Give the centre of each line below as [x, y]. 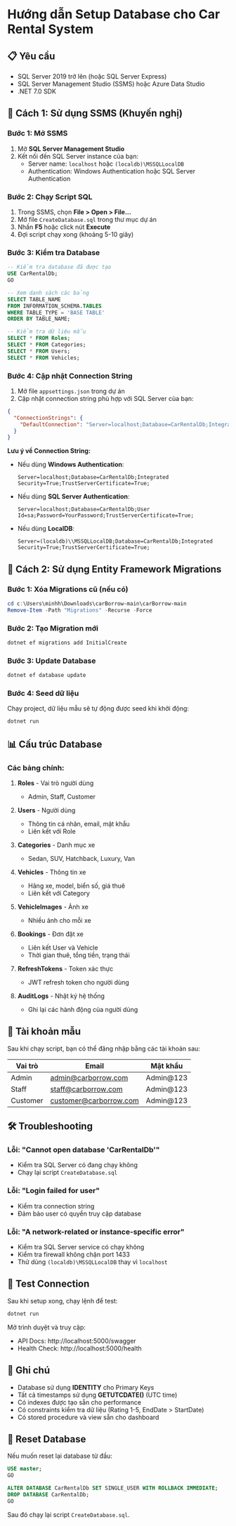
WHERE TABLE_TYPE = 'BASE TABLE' [56, 313]
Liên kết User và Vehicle [63, 947]
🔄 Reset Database [47, 1439]
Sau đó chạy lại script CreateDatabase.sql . [68, 1514]
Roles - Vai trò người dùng [55, 783]
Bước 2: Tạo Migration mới [53, 628]
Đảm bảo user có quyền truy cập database [79, 1213]
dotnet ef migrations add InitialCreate [67, 643]
